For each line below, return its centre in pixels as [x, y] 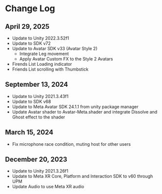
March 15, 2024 [29, 132]
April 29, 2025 [27, 27]
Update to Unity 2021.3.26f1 [40, 171]
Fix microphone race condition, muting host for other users [71, 144]
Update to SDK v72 [31, 43]
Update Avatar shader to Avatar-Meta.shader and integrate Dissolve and [85, 112]
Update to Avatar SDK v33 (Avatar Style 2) [55, 48]
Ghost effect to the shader [39, 117]
